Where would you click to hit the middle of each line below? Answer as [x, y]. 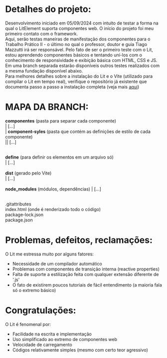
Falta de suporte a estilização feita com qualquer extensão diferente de [85, 274]
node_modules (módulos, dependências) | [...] [53, 189]
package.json [19, 220]
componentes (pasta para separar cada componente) [61, 120]
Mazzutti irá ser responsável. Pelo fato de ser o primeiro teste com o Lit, [79, 49]
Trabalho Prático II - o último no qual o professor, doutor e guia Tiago [76, 44]
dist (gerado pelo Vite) [28, 173]
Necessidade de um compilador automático [57, 263]
